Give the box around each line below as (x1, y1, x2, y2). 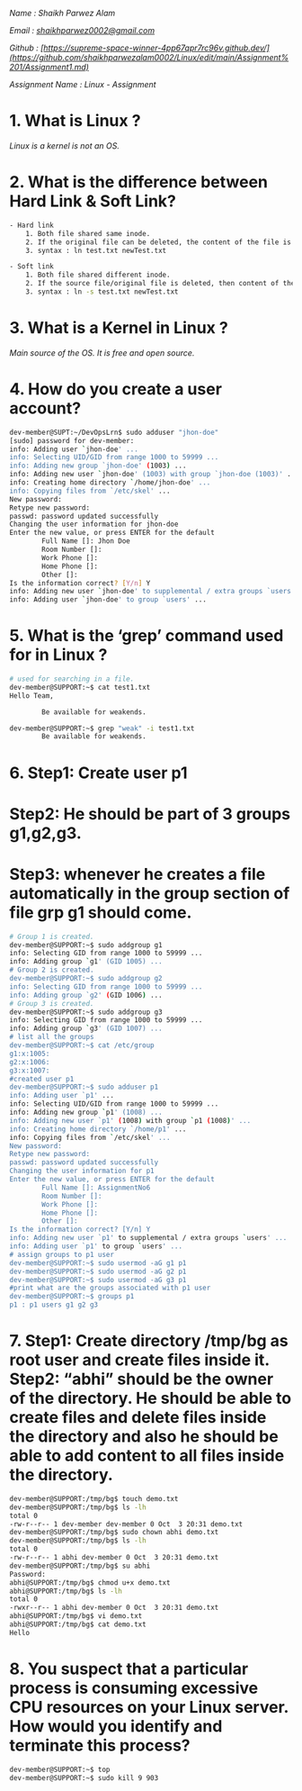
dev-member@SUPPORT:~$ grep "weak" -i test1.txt (9, 724, 195, 733)
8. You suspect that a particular (9, 1659, 249, 1678)
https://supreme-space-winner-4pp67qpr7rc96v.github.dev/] (43, 42, 270, 53)
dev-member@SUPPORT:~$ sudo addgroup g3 (9, 1008, 164, 1017)
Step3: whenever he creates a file (9, 864, 266, 884)
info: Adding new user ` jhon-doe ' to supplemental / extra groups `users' (9, 587, 296, 596)
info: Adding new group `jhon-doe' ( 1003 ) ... (9, 461, 187, 471)
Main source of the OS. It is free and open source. (9, 347, 195, 358)
